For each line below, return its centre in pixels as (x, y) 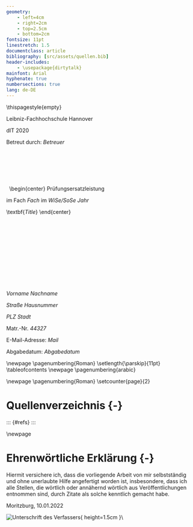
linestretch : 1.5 (28, 46)
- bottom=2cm (33, 34)
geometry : (19, 12)
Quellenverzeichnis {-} (65, 406)
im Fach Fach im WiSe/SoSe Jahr (47, 200)
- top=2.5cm (32, 29)
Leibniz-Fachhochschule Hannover (50, 118)
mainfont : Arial (26, 73)
